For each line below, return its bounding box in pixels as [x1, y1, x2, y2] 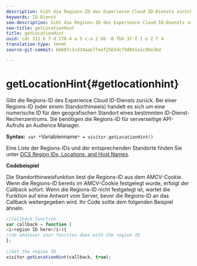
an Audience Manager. [25, 122, 80, 129]
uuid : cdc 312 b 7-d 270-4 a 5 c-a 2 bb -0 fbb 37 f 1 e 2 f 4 [6, 36, 164, 42]
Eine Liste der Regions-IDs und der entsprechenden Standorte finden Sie [6, 144, 182, 151]
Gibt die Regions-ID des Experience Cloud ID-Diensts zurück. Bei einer [6, 96, 177, 103]
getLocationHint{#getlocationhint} [6, 77, 179, 90]
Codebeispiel [6, 162, 39, 169]
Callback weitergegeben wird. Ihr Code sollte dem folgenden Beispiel [6, 198, 174, 206]
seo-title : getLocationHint [6, 25, 75, 31]
